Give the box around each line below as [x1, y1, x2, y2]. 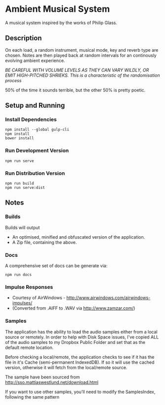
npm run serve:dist [5, 186, 45, 190]
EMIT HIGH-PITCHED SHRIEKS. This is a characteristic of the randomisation [5, 72, 160, 78]
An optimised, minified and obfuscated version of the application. [12, 234, 145, 240]
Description [5, 34, 42, 42]
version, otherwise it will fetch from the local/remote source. [5, 364, 128, 370]
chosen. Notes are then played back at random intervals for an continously [5, 52, 157, 58]
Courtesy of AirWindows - [12, 295, 66, 301]
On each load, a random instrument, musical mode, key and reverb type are [5, 47, 159, 53]
